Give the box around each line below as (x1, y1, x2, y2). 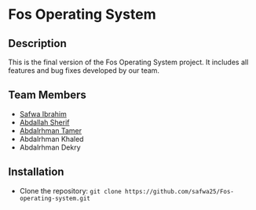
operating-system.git (19, 194, 90, 202)
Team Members (8, 89, 86, 102)
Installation (8, 165, 64, 179)
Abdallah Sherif (19, 118, 70, 127)
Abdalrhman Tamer (19, 125, 82, 135)
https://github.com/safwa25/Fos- (124, 187, 234, 195)
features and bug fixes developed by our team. (8, 66, 159, 75)
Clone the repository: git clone (19, 186, 122, 195)
